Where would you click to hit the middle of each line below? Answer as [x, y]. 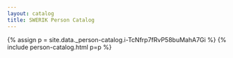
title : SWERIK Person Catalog [51, 20]
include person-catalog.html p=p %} [59, 47]
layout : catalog [31, 13]
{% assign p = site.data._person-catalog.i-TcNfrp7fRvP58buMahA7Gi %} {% [117, 39]
